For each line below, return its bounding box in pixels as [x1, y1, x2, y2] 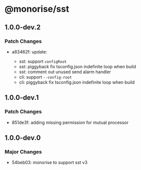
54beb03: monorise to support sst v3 [11, 160, 88, 166]
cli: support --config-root [19, 74, 72, 80]
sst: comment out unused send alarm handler [19, 69, 111, 75]
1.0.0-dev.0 [4, 134, 41, 142]
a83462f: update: [11, 49, 48, 55]
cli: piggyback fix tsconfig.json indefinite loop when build [19, 79, 135, 85]
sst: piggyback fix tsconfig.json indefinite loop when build [19, 63, 136, 69]
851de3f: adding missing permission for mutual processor [11, 119, 129, 125]
